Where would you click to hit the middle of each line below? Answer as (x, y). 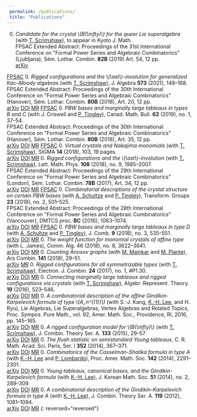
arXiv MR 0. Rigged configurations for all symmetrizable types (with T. (92, 264)
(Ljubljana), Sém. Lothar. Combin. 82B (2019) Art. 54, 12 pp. (87, 59)
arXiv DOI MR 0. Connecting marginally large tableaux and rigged (86, 277)
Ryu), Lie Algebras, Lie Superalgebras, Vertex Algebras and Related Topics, (98, 308)
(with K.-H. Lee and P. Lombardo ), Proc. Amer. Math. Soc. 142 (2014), (91, 358)
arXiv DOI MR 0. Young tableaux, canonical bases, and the (78, 370)
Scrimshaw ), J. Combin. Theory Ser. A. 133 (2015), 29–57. (76, 333)
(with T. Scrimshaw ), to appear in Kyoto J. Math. (74, 40)
